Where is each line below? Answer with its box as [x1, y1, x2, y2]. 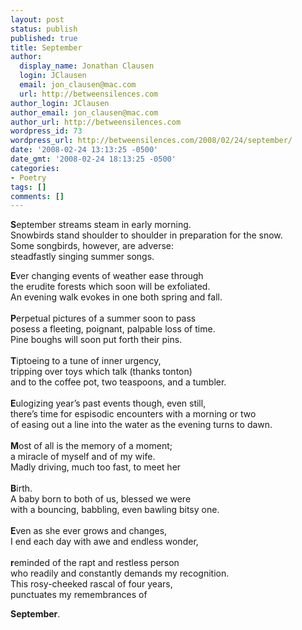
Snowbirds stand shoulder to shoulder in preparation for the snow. [10, 229, 283, 241]
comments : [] [10, 191, 65, 201]
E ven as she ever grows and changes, [10, 525, 168, 537]
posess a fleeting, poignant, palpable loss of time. [10, 323, 216, 335]
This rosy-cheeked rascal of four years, [10, 578, 173, 590]
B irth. [10, 482, 33, 495]
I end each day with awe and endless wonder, [10, 536, 199, 548]
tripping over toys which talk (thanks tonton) [10, 366, 193, 378]
